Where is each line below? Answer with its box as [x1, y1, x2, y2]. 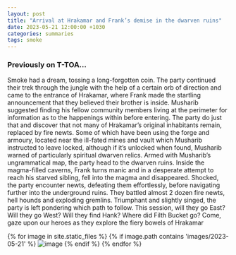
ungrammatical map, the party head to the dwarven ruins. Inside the [7, 158, 205, 167]
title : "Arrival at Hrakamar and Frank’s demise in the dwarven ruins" [7, 17, 222, 24]
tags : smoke [7, 37, 42, 44]
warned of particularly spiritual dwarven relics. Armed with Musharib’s [7, 151, 211, 160]
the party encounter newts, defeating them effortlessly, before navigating [7, 181, 221, 189]
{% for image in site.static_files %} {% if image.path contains [7, 232, 185, 241]
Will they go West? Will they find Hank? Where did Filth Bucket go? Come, [7, 211, 222, 220]
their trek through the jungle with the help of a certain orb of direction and [7, 83, 222, 92]
